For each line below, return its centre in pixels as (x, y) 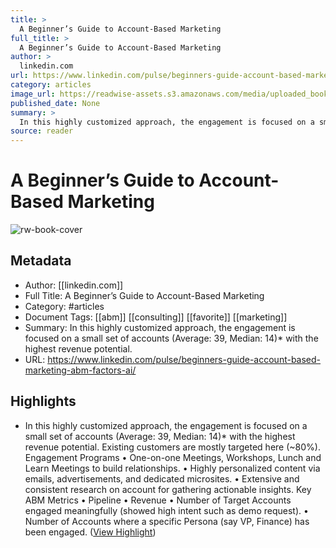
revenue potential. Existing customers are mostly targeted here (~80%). (172, 447)
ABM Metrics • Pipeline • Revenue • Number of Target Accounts (158, 500)
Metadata (41, 261)
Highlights (43, 401)
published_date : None (55, 103)
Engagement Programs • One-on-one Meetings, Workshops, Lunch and (173, 457)
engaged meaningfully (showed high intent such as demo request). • (166, 510)
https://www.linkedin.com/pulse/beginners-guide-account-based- (184, 359)
